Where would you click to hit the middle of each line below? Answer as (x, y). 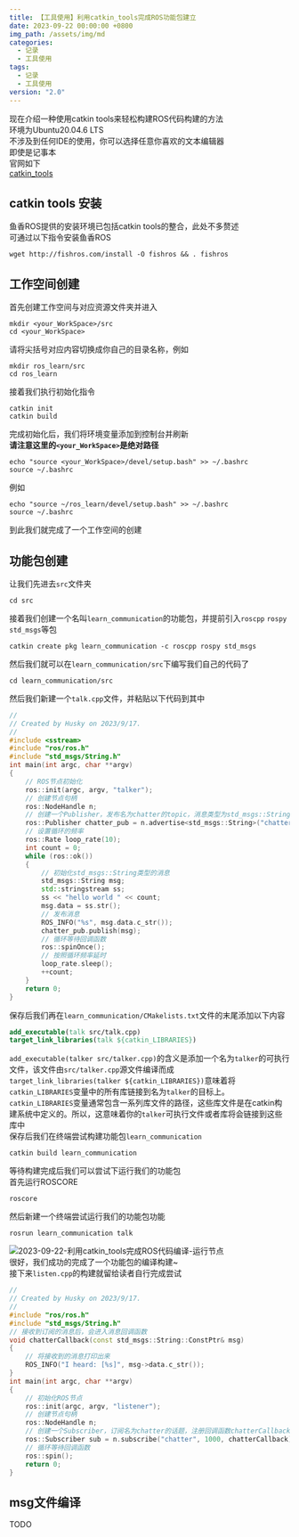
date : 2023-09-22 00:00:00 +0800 (71, 26)
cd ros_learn (33, 374)
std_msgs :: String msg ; (83, 881)
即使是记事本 (32, 151)
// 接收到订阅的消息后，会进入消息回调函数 (78, 1332)
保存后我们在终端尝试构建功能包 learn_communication (106, 1136)
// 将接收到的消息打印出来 (68, 1357)
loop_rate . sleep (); (77, 964)
